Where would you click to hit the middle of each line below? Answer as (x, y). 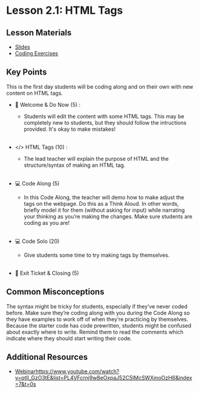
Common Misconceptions (55, 292)
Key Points (27, 72)
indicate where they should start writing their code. (69, 338)
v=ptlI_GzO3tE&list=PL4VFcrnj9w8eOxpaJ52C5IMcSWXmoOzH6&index (103, 378)
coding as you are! (47, 223)
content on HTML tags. (35, 93)
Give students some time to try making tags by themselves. (97, 255)
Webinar (25, 371)
